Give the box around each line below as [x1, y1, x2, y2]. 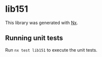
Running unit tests [5, 34, 63, 42]
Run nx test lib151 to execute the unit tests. [5, 47, 98, 53]
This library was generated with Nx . [5, 20, 78, 26]
